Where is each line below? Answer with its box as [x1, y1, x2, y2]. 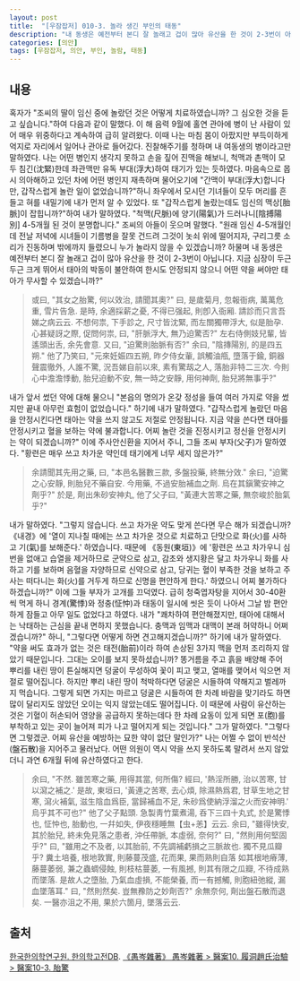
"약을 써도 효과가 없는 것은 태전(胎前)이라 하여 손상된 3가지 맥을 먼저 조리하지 [9, 642, 280, 653]
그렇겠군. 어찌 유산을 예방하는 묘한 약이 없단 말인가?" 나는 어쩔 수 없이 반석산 [18, 732, 287, 743]
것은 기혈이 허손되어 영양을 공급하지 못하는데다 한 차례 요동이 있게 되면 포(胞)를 [9, 710, 286, 720]
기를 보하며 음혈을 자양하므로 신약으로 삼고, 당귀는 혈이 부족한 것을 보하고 [25, 564, 282, 574]
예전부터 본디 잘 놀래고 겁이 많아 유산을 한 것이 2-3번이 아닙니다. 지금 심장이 [9, 253, 276, 263]
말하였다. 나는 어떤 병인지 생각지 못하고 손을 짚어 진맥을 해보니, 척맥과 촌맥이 [9, 151, 277, 162]
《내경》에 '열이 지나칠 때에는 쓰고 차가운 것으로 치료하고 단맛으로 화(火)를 [9, 530, 270, 541]
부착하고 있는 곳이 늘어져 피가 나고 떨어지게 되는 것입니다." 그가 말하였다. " [9, 720, 269, 731]
